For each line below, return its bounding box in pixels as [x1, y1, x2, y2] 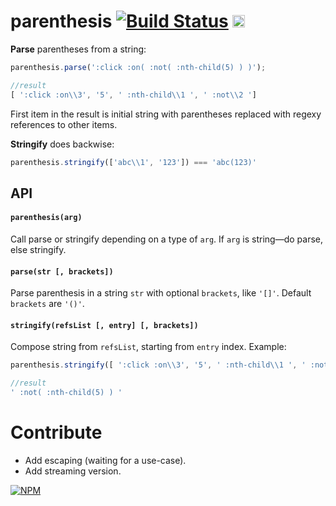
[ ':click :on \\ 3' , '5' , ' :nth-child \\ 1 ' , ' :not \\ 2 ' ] [10, 90, 257, 100]
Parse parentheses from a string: [10, 43, 147, 55]
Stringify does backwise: [10, 138, 115, 150]
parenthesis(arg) [10, 213, 83, 223]
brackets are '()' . [10, 298, 85, 310]
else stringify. [10, 244, 67, 256]
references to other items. [10, 118, 118, 130]
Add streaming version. [24, 465, 122, 477]
